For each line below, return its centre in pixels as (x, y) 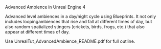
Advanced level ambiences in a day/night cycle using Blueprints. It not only (80, 16)
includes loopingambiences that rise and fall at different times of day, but (79, 22)
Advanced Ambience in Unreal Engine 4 (45, 7)
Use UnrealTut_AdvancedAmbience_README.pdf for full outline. (70, 41)
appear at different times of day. (37, 32)
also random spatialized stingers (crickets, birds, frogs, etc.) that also (75, 27)
